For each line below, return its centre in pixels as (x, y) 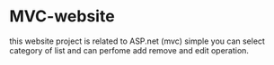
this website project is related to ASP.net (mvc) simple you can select (137, 41)
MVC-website (62, 16)
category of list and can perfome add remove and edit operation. (129, 50)
